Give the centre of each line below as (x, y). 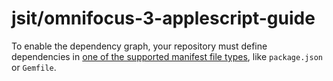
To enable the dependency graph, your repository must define (139, 46)
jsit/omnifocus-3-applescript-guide (163, 18)
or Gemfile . (34, 67)
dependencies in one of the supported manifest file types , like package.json (167, 56)
